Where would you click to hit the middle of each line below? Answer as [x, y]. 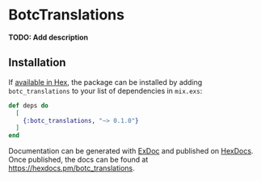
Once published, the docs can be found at [78, 160]
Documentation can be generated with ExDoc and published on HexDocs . [131, 151]
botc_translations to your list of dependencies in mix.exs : [105, 90]
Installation [37, 63]
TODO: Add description [48, 37]
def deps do [28, 105]
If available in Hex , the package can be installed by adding [105, 82]
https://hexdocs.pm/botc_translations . [72, 168]
